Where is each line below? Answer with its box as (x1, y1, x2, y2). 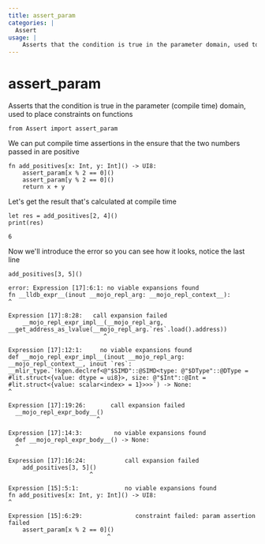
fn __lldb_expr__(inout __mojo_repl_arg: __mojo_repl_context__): (8, 291, 231, 299)
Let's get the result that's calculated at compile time (8, 197, 177, 206)
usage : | (8, 33, 37, 42)
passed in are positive (8, 147, 80, 156)
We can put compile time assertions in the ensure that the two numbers (8, 139, 241, 148)
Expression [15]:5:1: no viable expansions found (8, 485, 217, 493)
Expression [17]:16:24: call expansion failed (8, 457, 200, 465)
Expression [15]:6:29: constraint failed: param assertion (8, 512, 256, 520)
